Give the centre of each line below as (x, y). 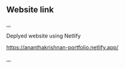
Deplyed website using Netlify (43, 36)
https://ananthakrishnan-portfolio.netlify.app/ (62, 47)
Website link (30, 10)
